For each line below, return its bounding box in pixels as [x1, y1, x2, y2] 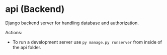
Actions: [5, 29, 23, 35]
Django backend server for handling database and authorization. [5, 20, 139, 26]
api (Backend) [5, 3, 65, 15]
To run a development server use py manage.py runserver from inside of [12, 39, 162, 45]
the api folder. [12, 44, 42, 50]
